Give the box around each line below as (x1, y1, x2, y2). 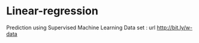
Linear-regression (6, 4, 98, 18)
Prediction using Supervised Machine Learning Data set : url (6, 24, 156, 31)
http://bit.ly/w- (156, 24, 193, 31)
